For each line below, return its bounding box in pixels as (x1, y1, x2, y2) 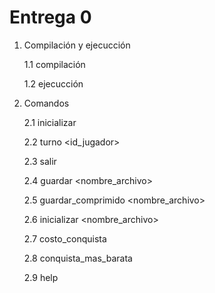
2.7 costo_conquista (23, 232, 107, 245)
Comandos (23, 97, 70, 109)
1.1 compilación (23, 58, 86, 70)
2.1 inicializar (23, 116, 77, 128)
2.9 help (23, 271, 59, 283)
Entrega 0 (9, 6, 92, 29)
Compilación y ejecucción (23, 39, 131, 51)
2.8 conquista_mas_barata (23, 252, 133, 264)
